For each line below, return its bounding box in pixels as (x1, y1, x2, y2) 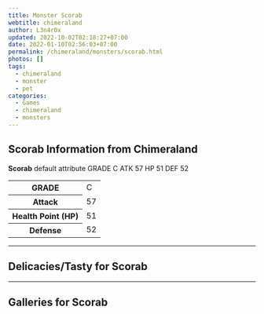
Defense (28, 225, 62, 235)
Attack (32, 196, 59, 207)
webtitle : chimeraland (8, 19, 82, 27)
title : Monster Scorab (8, 11, 82, 20)
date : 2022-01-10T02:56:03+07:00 (8, 41, 118, 49)
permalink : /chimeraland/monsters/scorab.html (8, 48, 163, 56)
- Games (15, 99, 41, 107)
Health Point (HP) (12, 210, 79, 221)
